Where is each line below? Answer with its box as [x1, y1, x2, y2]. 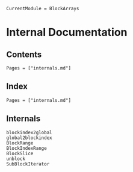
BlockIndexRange [6, 145, 47, 151]
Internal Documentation [6, 26, 128, 39]
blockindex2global [6, 129, 52, 135]
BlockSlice [6, 150, 34, 156]
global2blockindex [6, 135, 52, 141]
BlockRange [6, 140, 34, 146]
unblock [6, 156, 26, 162]
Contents [6, 49, 42, 59]
